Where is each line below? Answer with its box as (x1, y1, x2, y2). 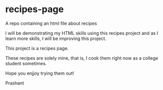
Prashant (5, 80, 24, 86)
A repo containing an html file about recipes (5, 20, 97, 26)
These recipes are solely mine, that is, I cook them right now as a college (5, 55, 158, 61)
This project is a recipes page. (5, 45, 69, 51)
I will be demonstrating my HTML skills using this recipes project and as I (5, 30, 158, 36)
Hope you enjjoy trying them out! (5, 70, 74, 76)
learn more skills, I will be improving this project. (5, 35, 106, 41)
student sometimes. (5, 60, 47, 66)
